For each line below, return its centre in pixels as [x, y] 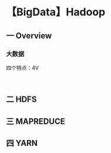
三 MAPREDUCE [36, 121]
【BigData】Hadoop [56, 12]
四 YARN [22, 143]
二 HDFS [21, 100]
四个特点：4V [23, 68]
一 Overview [29, 36]
